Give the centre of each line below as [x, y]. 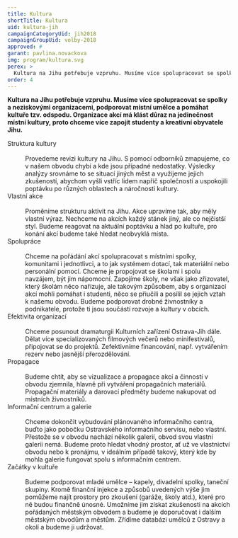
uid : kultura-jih [33, 27]
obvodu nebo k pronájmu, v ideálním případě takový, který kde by [121, 452]
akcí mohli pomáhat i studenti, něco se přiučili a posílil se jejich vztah [125, 294]
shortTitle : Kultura [38, 21]
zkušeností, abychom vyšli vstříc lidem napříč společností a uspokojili [126, 181]
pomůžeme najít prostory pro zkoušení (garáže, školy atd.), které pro [125, 497]
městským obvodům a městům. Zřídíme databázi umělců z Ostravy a [125, 520]
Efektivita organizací [37, 316]
